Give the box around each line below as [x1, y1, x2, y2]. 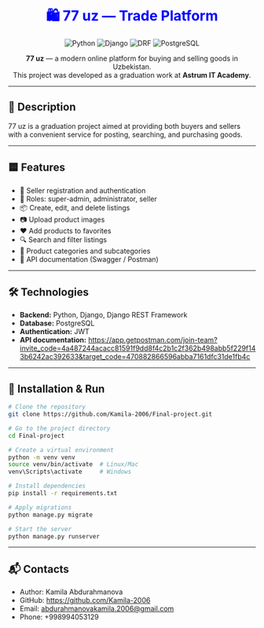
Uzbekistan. [112, 61, 152, 72]
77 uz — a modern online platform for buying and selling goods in [26, 53, 238, 63]
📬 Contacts [8, 562, 69, 575]
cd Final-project [8, 432, 65, 439]
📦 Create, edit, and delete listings [19, 203, 130, 212]
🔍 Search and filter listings [19, 234, 108, 244]
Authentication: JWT [19, 327, 90, 336]
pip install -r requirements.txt [8, 490, 118, 498]
